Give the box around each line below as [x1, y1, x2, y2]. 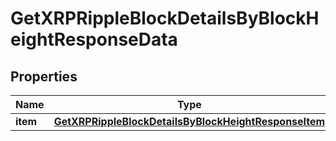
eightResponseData [10, 28, 178, 51]
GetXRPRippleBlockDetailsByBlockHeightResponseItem [53, 115, 326, 128]
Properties [10, 68, 78, 85]
